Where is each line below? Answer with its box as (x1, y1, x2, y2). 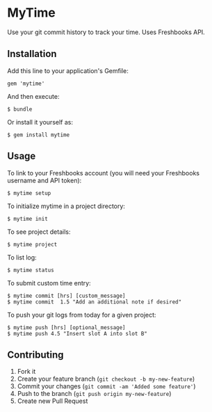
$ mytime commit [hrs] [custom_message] (7, 292, 127, 299)
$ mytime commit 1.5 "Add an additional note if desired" (7, 298, 182, 306)
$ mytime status (7, 267, 54, 274)
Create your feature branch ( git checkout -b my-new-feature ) (17, 374, 195, 383)
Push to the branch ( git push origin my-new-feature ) (17, 390, 172, 398)
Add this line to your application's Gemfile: (7, 66, 129, 74)
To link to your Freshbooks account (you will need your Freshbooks (7, 168, 200, 177)
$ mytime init (7, 215, 49, 222)
